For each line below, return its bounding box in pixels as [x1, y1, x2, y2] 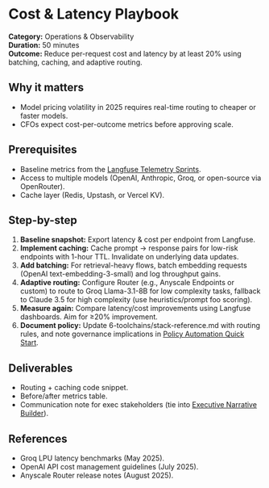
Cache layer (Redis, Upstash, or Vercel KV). [19, 190, 165, 200]
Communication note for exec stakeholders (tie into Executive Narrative [19, 400, 258, 410]
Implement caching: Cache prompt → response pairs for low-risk [19, 243, 238, 253]
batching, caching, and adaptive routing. [8, 57, 143, 67]
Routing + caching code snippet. [19, 383, 129, 393]
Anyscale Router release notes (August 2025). [19, 470, 174, 480]
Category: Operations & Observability [8, 32, 134, 41]
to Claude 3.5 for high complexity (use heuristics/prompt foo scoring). [19, 295, 253, 305]
